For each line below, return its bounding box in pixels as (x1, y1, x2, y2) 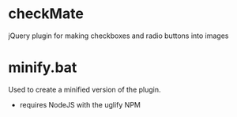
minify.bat (8, 58, 77, 77)
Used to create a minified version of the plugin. (8, 85, 161, 94)
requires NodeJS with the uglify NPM (19, 100, 141, 109)
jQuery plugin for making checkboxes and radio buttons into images (8, 31, 229, 40)
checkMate (8, 5, 85, 23)
